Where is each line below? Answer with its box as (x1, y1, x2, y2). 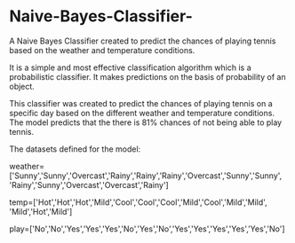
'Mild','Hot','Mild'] (9, 206, 73, 216)
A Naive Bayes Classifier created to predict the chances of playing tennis (9, 35, 276, 46)
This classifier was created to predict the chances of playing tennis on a (9, 98, 273, 108)
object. (9, 81, 36, 91)
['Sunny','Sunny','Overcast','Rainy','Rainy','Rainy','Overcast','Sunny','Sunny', (9, 170, 283, 181)
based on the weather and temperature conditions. (9, 44, 195, 55)
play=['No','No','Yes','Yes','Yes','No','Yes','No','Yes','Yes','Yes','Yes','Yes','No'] (9, 223, 286, 234)
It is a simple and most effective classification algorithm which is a (9, 62, 251, 73)
